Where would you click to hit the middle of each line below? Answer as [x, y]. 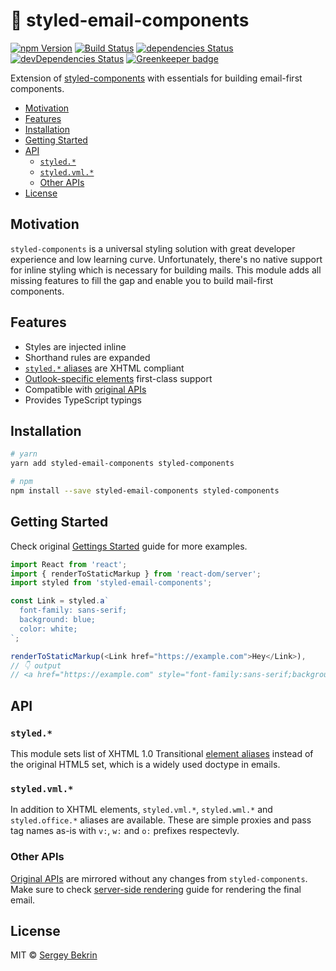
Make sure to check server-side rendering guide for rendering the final [156, 889]
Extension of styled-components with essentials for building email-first [156, 78]
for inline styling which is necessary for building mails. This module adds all [166, 270]
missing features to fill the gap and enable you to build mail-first [142, 280]
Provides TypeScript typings [83, 400]
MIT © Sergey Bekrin [54, 955]
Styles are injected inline [75, 346]
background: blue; [58, 620]
